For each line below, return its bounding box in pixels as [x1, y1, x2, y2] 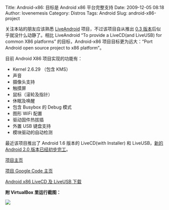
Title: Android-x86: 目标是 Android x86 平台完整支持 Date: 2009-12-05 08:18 [5, 5, 164, 10]
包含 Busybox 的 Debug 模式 [12, 104, 72, 110]
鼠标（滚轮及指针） [12, 91, 53, 97]
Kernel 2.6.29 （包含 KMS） [12, 66, 71, 72]
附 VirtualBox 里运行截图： [5, 189, 62, 195]
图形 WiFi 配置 [12, 111, 42, 116]
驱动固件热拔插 [12, 117, 44, 123]
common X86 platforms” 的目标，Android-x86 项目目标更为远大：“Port [5, 38, 153, 44]
